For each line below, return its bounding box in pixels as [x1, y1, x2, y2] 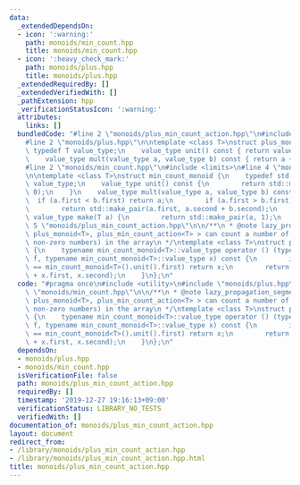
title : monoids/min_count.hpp [25, 47, 138, 55]
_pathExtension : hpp [17, 96, 94, 106]
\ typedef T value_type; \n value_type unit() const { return [25, 146, 270, 155]
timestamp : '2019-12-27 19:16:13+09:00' [17, 396, 170, 405]
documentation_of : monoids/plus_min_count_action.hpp [9, 421, 214, 430]
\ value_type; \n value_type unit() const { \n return [25, 180, 266, 189]
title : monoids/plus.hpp [25, 72, 118, 81]
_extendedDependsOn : [17, 21, 94, 30]
